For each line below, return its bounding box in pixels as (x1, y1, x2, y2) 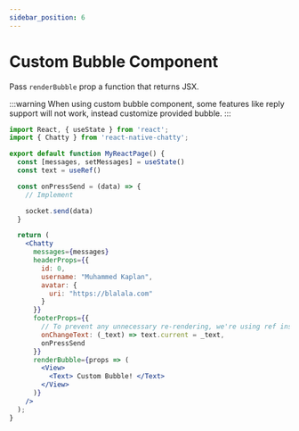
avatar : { (41, 280, 77, 290)
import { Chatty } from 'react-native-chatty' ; (9, 133, 190, 143)
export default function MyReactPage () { (9, 149, 166, 159)
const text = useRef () (17, 166, 101, 175)
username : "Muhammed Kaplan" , (41, 272, 153, 281)
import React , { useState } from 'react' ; (9, 125, 169, 134)
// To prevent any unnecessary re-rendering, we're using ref (41, 322, 277, 331)
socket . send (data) (25, 206, 93, 215)
